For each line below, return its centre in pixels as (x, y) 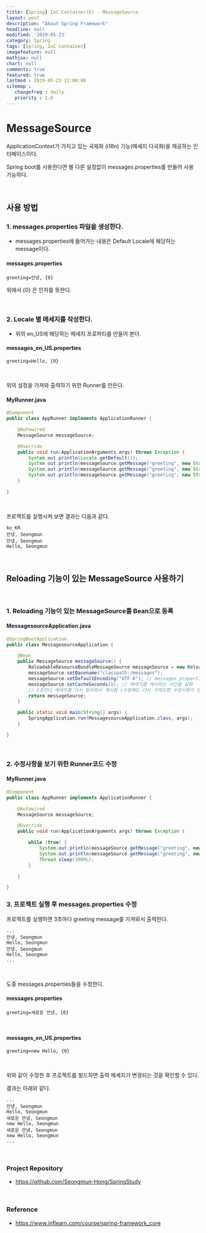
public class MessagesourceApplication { (60, 644)
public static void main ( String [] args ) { (72, 713)
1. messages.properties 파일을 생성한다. (65, 227)
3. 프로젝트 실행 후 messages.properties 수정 (72, 905)
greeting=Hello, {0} (33, 361)
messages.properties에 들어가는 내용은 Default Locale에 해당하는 (95, 241)
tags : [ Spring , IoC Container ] (46, 47)
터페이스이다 (21, 154)
